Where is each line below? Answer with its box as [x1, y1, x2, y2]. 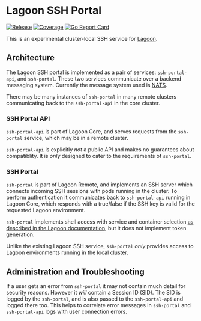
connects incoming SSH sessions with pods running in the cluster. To [6, 188, 178, 195]
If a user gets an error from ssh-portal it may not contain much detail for [6, 283, 186, 290]
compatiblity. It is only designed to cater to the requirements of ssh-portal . [6, 153, 192, 160]
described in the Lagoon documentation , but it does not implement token [6, 225, 187, 232]
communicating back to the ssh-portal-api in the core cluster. [6, 99, 160, 106]
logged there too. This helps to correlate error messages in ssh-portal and [6, 302, 191, 309]
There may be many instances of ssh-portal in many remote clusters [6, 93, 177, 100]
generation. [6, 231, 35, 238]
